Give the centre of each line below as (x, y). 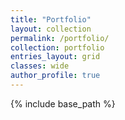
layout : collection (51, 29)
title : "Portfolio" (51, 19)
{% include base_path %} (63, 103)
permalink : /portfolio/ (60, 38)
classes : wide (40, 66)
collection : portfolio (57, 47)
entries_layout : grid (55, 57)
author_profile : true (55, 76)
